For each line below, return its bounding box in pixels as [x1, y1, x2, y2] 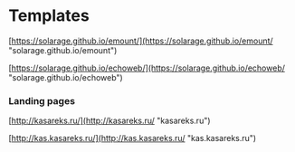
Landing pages [8, 94, 76, 107]
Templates [8, 5, 90, 26]
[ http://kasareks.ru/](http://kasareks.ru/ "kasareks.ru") [8, 115, 211, 127]
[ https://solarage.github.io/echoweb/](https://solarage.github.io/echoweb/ [8, 62, 286, 73]
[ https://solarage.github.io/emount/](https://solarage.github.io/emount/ [8, 35, 273, 46]
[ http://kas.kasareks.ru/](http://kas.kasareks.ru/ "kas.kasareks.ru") [8, 133, 257, 144]
